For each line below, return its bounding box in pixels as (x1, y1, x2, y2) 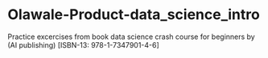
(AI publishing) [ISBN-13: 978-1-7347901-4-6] (7, 40, 160, 49)
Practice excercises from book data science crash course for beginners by (7, 32, 255, 41)
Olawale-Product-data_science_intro (7, 6, 261, 24)
